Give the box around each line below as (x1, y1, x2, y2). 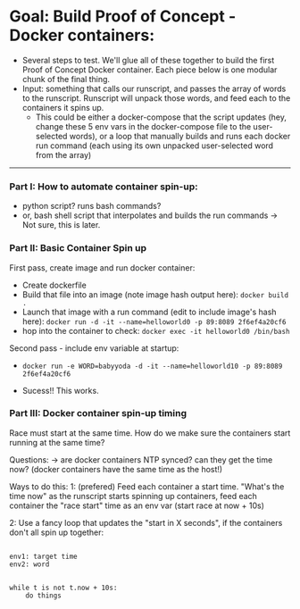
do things (25, 591, 62, 600)
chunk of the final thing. (21, 73, 110, 84)
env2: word (9, 560, 50, 569)
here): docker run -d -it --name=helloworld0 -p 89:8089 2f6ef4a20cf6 (21, 315, 287, 327)
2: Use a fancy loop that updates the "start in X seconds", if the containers (9, 517, 283, 528)
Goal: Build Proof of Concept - (9, 6, 237, 27)
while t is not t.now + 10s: (9, 583, 118, 592)
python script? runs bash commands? (21, 201, 162, 212)
